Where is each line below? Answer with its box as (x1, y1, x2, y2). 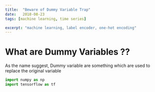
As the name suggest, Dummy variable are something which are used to (5, 62, 151, 69)
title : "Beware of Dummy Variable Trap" (5, 7, 91, 12)
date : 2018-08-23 (5, 12, 45, 17)
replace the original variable (5, 68, 62, 74)
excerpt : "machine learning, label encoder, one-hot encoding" (5, 25, 137, 30)
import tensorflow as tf (5, 82, 56, 87)
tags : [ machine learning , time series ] (5, 16, 87, 21)
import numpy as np (5, 77, 45, 83)
